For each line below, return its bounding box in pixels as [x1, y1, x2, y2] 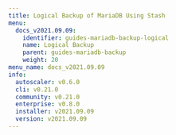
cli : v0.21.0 [15, 85, 59, 94]
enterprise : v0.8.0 [15, 100, 80, 108]
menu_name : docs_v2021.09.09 [8, 64, 105, 71]
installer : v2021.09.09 [15, 108, 94, 116]
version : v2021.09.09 [15, 115, 88, 123]
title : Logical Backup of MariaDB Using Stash [8, 11, 166, 20]
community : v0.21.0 [15, 93, 80, 101]
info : [8, 71, 26, 79]
